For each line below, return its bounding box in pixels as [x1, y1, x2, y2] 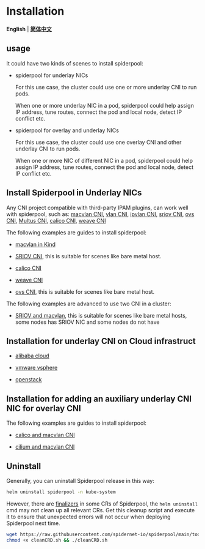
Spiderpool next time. [6, 519, 60, 527]
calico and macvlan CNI [15, 431, 75, 439]
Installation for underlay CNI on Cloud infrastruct [6, 335, 196, 346]
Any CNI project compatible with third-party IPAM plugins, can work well [6, 204, 189, 211]
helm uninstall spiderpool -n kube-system [6, 489, 116, 495]
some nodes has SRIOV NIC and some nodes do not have [15, 318, 160, 326]
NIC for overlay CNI [6, 403, 81, 414]
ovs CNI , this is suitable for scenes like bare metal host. [15, 288, 155, 295]
